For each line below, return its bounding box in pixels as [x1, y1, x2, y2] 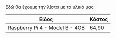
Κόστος [89, 16, 108, 23]
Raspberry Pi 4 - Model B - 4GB [8, 24, 85, 31]
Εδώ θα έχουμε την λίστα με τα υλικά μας [5, 4, 94, 10]
